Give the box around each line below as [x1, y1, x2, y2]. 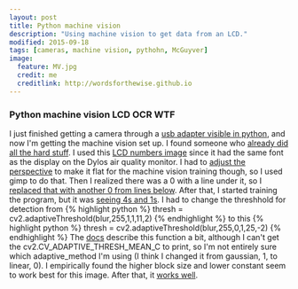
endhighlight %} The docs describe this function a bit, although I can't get [9, 231, 279, 242]
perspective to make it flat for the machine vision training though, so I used [9, 166, 283, 176]
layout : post [9, 12, 58, 22]
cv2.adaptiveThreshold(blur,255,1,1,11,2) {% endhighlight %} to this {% [9, 213, 264, 223]
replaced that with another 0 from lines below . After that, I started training [9, 184, 278, 195]
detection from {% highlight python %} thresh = [9, 203, 184, 214]
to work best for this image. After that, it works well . [9, 269, 198, 280]
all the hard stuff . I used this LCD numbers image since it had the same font [9, 147, 284, 158]
